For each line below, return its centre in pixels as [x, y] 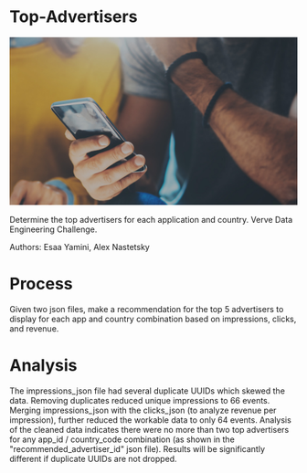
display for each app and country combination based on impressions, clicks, [153, 319]
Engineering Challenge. [53, 229]
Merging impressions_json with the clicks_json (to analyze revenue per [143, 410]
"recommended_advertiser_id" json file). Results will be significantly [138, 448]
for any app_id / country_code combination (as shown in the [122, 439]
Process [41, 284]
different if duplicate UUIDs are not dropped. [93, 458]
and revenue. [34, 328]
